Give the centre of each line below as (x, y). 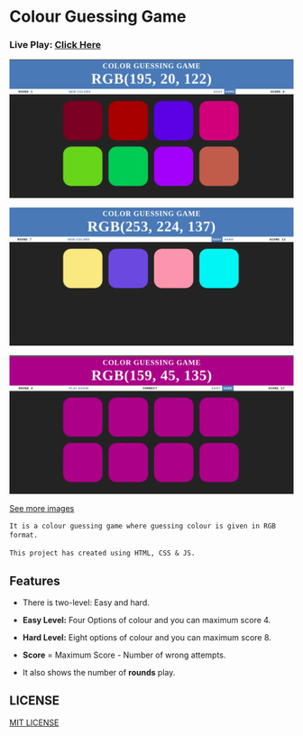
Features (35, 580)
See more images (42, 509)
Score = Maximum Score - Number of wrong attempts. (124, 655)
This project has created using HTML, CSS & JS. (102, 553)
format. (24, 535)
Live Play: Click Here (55, 45)
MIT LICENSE (34, 722)
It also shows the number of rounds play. (99, 673)
